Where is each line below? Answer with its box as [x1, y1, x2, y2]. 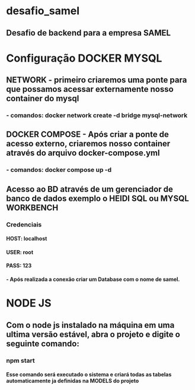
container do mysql [6, 94, 79, 104]
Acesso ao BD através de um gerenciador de [6, 184, 173, 194]
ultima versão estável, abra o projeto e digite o [6, 329, 181, 339]
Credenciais [6, 220, 42, 229]
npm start [6, 356, 36, 365]
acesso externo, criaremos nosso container [6, 139, 171, 149]
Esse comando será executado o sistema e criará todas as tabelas [6, 371, 172, 378]
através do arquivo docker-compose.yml [6, 148, 160, 158]
